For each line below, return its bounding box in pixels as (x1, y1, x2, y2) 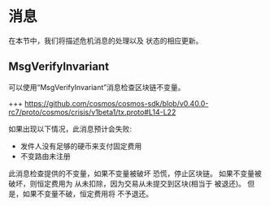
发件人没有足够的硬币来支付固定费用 (20, 141, 142, 151)
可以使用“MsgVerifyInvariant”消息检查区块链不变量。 (8, 82, 185, 92)
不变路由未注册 (20, 151, 71, 161)
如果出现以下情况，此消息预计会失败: (8, 123, 133, 134)
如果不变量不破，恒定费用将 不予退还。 (22, 188, 153, 199)
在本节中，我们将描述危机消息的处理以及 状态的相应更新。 (8, 36, 203, 45)
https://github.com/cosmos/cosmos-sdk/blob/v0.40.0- (24, 98, 209, 108)
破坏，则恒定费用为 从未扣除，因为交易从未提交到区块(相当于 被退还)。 (8, 178, 246, 188)
